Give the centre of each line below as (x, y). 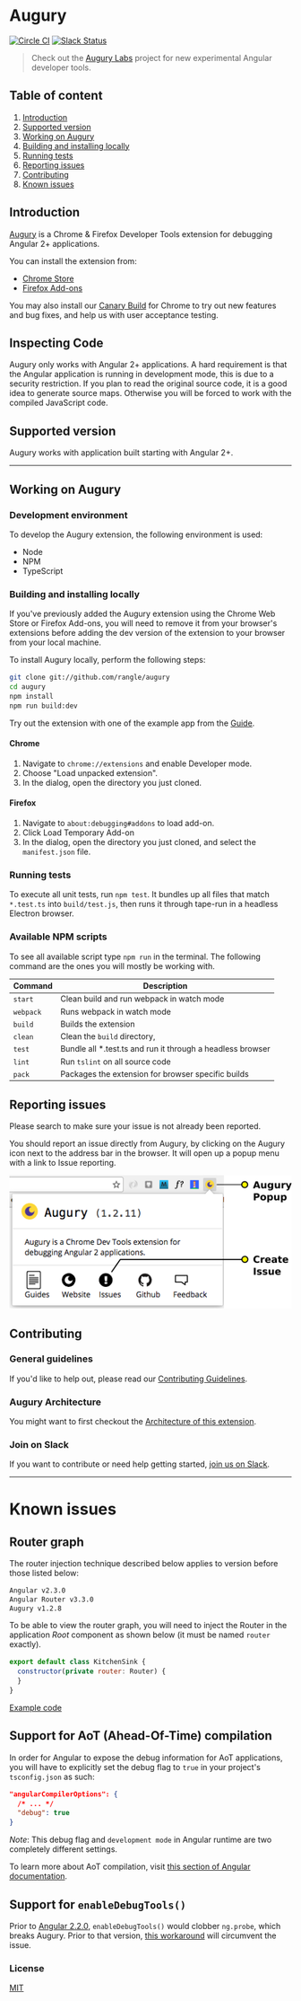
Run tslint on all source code (116, 1062)
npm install (31, 696)
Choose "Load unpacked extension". (90, 772)
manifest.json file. (56, 852)
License (27, 1968)
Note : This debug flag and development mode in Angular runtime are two (141, 1840)
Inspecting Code (56, 343)
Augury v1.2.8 (36, 1609)
